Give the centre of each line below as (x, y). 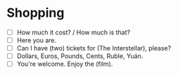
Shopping (36, 13)
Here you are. (37, 40)
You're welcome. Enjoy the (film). (65, 64)
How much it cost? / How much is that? (74, 32)
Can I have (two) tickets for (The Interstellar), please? (94, 48)
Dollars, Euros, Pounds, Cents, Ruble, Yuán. (80, 56)
